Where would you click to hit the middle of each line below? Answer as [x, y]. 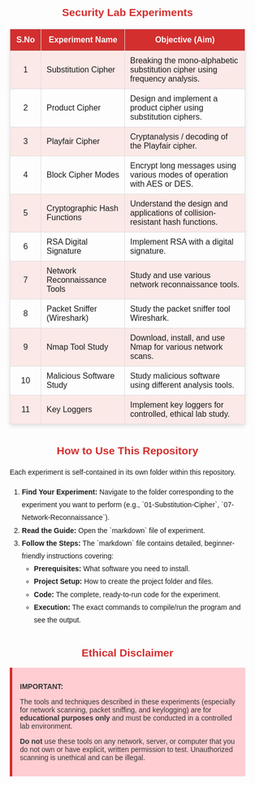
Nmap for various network [177, 347]
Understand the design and [179, 204]
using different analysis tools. [182, 385]
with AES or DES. [162, 184]
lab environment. [46, 726]
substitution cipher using [174, 70]
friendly [33, 556]
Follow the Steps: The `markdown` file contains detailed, [112, 543]
